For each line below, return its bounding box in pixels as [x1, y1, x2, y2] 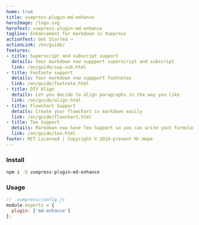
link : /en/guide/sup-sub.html [11, 64, 86, 70]
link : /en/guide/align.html [11, 97, 82, 103]
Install [6, 155, 25, 164]
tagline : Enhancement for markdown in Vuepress [6, 31, 127, 37]
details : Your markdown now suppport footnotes [11, 75, 132, 81]
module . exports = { [6, 202, 55, 208]
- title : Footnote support [6, 70, 73, 76]
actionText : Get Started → [6, 36, 73, 42]
